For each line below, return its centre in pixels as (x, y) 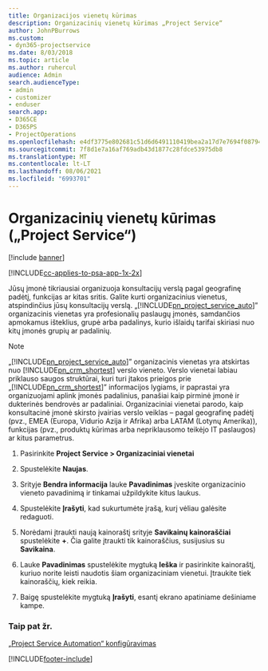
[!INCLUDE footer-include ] (51, 659)
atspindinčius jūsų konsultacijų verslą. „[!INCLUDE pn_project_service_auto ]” (133, 305)
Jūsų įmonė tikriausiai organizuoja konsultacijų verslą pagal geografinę (125, 288)
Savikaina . (37, 549)
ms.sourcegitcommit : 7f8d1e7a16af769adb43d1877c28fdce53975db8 (116, 149)
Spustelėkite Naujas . (54, 468)
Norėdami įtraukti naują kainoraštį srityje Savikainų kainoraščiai (125, 532)
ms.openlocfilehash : (43, 142)
